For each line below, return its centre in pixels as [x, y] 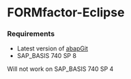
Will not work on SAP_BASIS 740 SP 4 [60, 69]
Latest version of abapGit [53, 48]
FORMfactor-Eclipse [66, 13]
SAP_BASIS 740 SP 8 [47, 56]
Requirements [31, 34]
